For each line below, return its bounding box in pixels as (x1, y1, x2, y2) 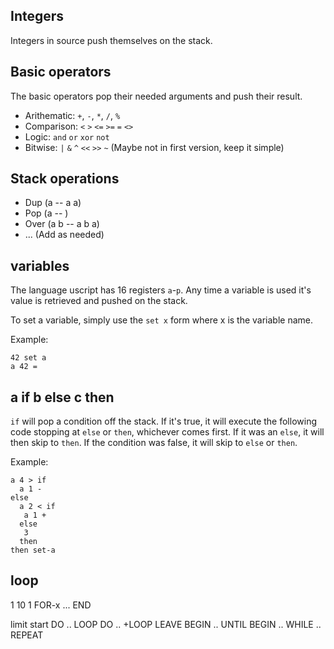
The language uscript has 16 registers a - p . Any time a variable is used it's (10, 284, 312, 296)
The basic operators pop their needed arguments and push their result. (10, 90, 303, 102)
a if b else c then (10, 389, 115, 406)
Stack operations (10, 170, 120, 188)
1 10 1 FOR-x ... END (10, 599, 92, 611)
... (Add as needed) (24, 229, 105, 241)
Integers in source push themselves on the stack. (10, 34, 213, 46)
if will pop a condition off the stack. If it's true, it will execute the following (10, 415, 317, 428)
